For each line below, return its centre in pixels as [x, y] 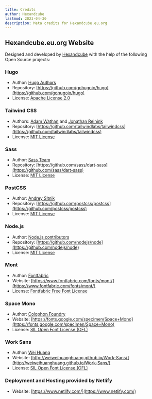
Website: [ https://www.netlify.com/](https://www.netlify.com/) [74, 391]
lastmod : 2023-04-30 [26, 18]
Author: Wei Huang [31, 352]
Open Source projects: [27, 60]
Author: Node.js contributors [41, 237]
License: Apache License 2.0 [41, 98]
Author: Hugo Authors [34, 82]
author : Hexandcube [25, 14]
